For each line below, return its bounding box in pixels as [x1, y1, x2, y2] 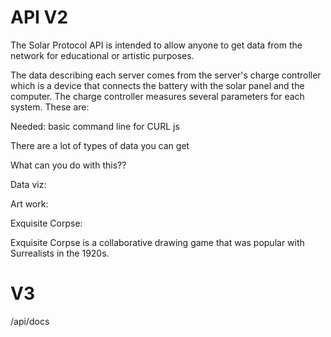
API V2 [10, 6, 69, 29]
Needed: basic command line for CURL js [10, 120, 180, 132]
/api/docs [10, 315, 50, 327]
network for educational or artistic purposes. [10, 49, 195, 61]
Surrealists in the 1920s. [10, 247, 110, 259]
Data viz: [10, 178, 47, 190]
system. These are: [10, 101, 90, 113]
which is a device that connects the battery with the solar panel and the [10, 79, 305, 91]
